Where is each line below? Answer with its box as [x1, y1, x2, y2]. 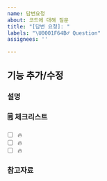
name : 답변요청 [7, 10, 45, 17]
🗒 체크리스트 [7, 112, 48, 122]
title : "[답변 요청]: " [7, 23, 71, 30]
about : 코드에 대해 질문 [7, 17, 69, 24]
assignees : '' [7, 36, 49, 43]
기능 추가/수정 [7, 69, 64, 81]
